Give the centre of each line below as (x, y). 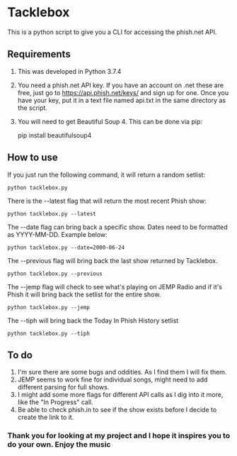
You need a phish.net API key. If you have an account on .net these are (121, 85)
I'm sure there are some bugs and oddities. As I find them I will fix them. (122, 372)
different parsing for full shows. (63, 387)
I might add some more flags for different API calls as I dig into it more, (120, 395)
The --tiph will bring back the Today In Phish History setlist (93, 321)
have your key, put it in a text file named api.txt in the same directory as (122, 100)
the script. (33, 108)
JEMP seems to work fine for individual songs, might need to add (112, 379)
